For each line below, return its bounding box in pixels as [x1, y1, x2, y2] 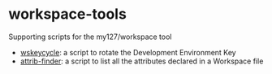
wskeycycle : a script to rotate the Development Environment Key [19, 47, 237, 57]
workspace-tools [8, 5, 127, 24]
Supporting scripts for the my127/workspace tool [8, 32, 172, 41]
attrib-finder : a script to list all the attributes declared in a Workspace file [19, 56, 264, 66]
